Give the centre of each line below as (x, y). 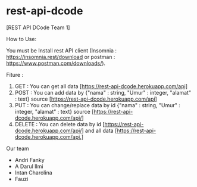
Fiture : (15, 74)
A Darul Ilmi (29, 166)
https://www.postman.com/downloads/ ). (56, 63)
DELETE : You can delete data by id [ (60, 124)
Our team (18, 148)
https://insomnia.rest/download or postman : (61, 57)
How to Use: (21, 39)
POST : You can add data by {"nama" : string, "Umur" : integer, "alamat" (103, 92)
